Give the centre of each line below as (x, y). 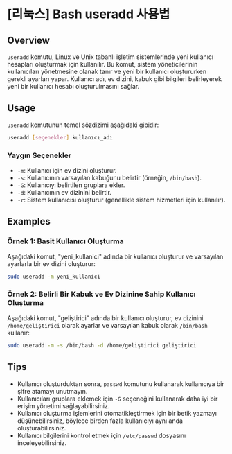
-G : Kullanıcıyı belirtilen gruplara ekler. (71, 185)
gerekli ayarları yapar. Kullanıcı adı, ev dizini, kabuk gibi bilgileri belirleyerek (115, 79)
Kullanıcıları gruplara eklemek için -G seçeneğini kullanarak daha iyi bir (117, 399)
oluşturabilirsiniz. (42, 428)
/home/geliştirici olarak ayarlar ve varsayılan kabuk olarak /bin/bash (107, 325)
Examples (29, 221)
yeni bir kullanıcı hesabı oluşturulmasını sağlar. (73, 86)
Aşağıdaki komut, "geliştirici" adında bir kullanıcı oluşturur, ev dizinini (105, 318)
